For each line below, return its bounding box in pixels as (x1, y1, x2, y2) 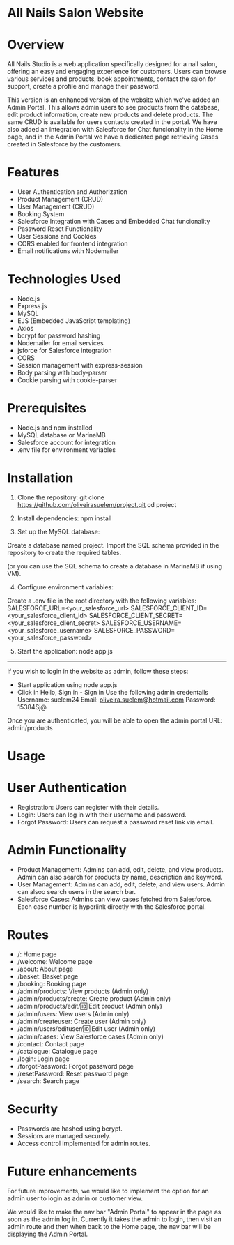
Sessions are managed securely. (17, 1131, 111, 1140)
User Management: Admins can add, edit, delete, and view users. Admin (17, 880, 225, 889)
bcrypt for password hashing (17, 331, 101, 340)
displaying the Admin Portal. (7, 1230, 88, 1238)
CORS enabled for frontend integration (17, 239, 128, 248)
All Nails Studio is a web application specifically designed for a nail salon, (7, 60, 217, 68)
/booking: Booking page (17, 979, 87, 988)
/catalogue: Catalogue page (17, 1047, 97, 1055)
